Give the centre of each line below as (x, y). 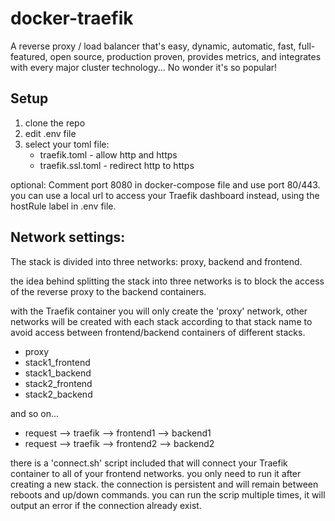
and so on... (35, 413)
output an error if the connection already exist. (106, 505)
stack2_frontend (58, 383)
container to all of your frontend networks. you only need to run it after (156, 473)
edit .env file (50, 133)
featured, (29, 56)
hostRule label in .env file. (63, 206)
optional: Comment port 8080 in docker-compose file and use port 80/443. (165, 184)
